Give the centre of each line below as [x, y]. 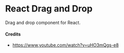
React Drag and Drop [49, 9]
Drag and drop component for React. [43, 22]
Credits [13, 34]
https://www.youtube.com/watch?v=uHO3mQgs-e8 [65, 45]
